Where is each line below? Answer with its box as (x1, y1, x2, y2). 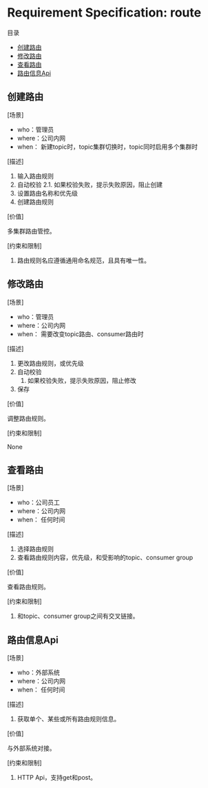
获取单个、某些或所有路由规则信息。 (17, 715, 121, 723)
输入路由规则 (17, 172, 54, 180)
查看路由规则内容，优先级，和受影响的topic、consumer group (17, 553, 194, 562)
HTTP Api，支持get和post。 (17, 774, 97, 782)
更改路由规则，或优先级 (17, 359, 84, 367)
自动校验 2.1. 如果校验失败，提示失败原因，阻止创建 (17, 180, 163, 189)
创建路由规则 (17, 198, 54, 206)
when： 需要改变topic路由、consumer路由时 (17, 329, 144, 338)
